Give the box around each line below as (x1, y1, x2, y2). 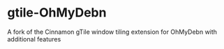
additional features (7, 35, 61, 43)
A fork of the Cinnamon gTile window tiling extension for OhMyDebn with (7, 28, 218, 36)
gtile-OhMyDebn (7, 5, 107, 21)
